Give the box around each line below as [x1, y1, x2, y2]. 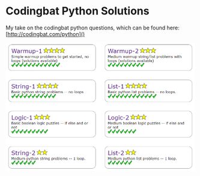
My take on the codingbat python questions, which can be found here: [5, 24, 180, 31]
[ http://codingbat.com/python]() [5, 30, 85, 37]
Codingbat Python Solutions [5, 4, 150, 18]
